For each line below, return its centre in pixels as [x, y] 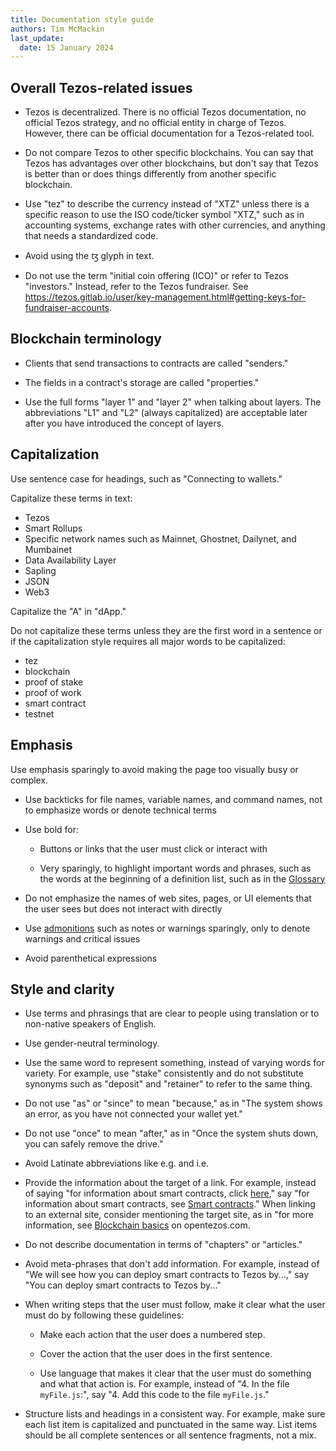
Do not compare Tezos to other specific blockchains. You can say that [169, 153]
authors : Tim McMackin [57, 29]
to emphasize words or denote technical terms [120, 810]
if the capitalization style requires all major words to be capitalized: [148, 641]
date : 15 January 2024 [66, 47]
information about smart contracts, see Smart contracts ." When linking [170, 1204]
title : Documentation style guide [82, 19]
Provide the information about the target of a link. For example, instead [170, 1183]
